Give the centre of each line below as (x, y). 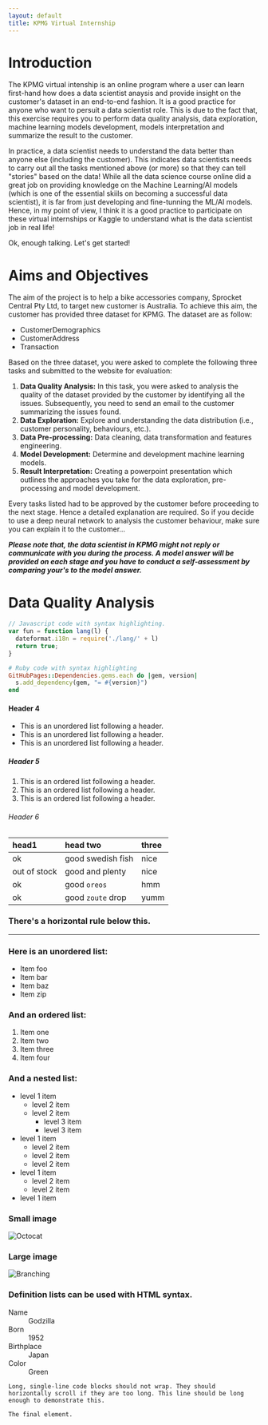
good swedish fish (99, 858)
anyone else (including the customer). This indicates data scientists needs (130, 160)
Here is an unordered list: (58, 951)
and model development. (100, 488)
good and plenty (96, 871)
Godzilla (42, 1320)
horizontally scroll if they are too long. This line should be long (126, 1393)
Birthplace (25, 1346)
